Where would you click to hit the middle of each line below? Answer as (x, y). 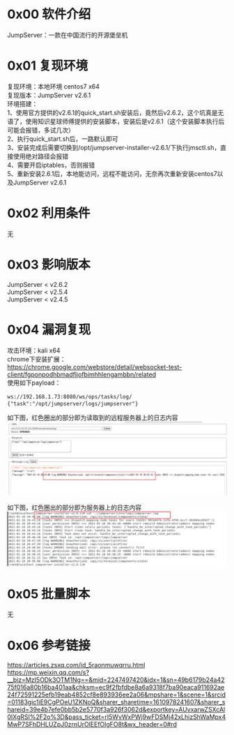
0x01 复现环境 (48, 66)
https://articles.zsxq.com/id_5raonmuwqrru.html (76, 665)
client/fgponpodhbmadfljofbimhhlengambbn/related (82, 374)
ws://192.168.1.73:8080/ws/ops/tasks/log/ (70, 396)
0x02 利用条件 (49, 213)
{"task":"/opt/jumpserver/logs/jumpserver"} (73, 403)
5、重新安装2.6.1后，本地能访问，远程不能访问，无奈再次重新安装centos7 (112, 173)
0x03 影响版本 (49, 265)
